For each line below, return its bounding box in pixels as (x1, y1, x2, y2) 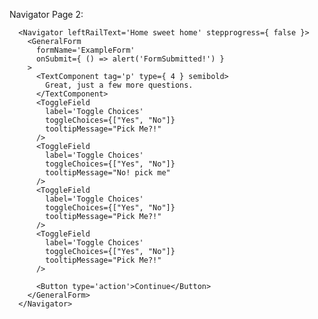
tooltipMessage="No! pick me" (45, 168, 171, 178)
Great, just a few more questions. (45, 80, 194, 90)
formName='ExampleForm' (35, 45, 136, 55)
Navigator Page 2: (9, 9, 84, 20)
